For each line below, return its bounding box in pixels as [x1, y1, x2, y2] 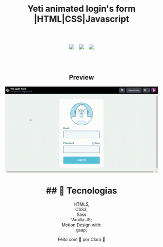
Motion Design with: [61, 222, 102, 228]
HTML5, [73, 201, 90, 207]
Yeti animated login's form [27, 3, 136, 15]
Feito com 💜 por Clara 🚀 [58, 236, 105, 242]
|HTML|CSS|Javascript [33, 14, 130, 25]
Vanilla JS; [71, 216, 92, 222]
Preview [68, 73, 95, 82]
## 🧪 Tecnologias [46, 185, 117, 196]
